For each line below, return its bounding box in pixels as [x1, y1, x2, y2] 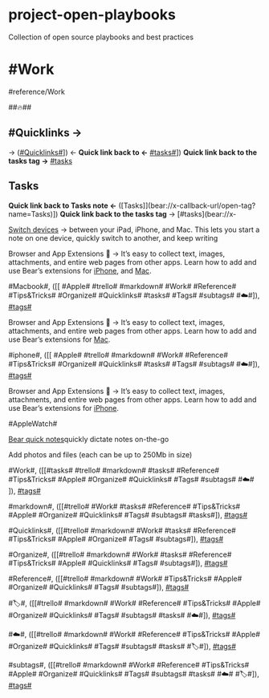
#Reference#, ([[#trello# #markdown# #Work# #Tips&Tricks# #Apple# [8, 574, 243, 583]
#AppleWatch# [8, 419, 58, 428]
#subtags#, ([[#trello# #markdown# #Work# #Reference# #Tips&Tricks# [8, 659, 250, 669]
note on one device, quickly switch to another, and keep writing [8, 233, 218, 242]
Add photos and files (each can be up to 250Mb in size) [8, 449, 193, 459]
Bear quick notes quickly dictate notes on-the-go [8, 434, 169, 444]
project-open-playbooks [8, 6, 177, 24]
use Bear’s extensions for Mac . [8, 335, 111, 344]
